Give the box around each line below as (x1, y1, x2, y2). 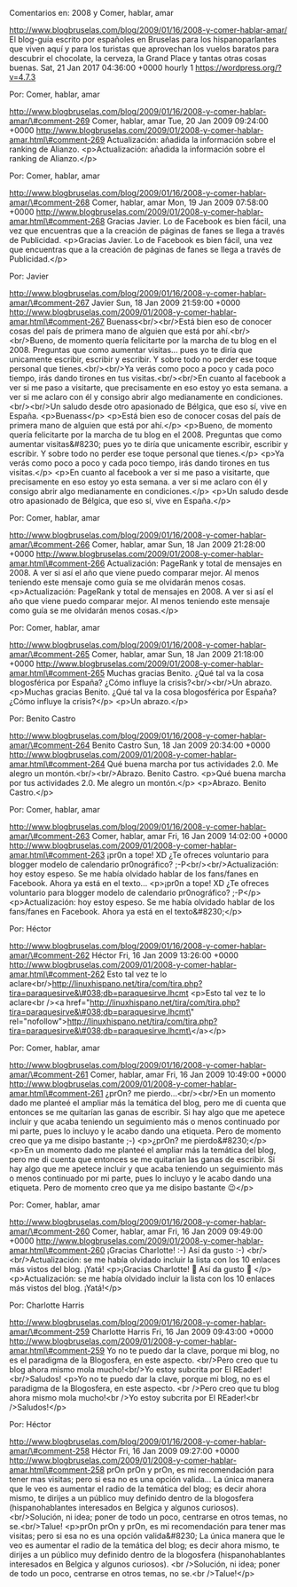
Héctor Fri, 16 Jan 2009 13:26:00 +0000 (91, 950, 239, 961)
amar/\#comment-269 (9, 115, 90, 126)
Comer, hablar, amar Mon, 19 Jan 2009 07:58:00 (91, 197, 269, 208)
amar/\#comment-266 (9, 539, 90, 549)
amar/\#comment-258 (9, 1446, 90, 1456)
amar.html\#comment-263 (9, 850, 106, 860)
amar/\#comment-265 (9, 649, 90, 659)
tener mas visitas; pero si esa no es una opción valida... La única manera (9, 1474, 275, 1484)
